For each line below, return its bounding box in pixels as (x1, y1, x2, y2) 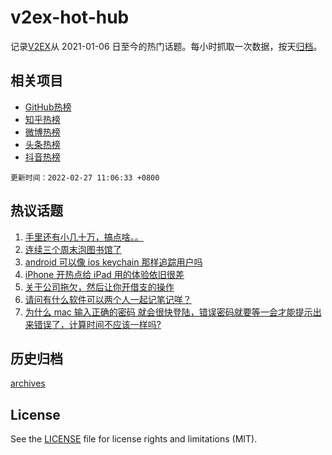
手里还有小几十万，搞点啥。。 (24, 231, 144, 243)
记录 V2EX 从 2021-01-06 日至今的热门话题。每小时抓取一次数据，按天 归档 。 (10, 40, 323, 52)
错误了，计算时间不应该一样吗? (33, 318, 162, 330)
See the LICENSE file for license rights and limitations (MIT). (10, 433, 258, 445)
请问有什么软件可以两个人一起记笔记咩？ (24, 293, 192, 305)
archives (10, 377, 46, 390)
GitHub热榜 (24, 101, 72, 113)
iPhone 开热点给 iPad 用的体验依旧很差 (24, 268, 185, 280)
